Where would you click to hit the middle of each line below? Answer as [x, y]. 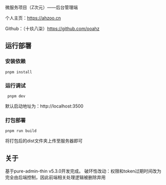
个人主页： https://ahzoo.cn [33, 18]
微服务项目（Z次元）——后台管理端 [42, 7]
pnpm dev [16, 96]
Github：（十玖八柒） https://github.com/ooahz [52, 28]
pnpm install [19, 72]
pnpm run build [21, 131]
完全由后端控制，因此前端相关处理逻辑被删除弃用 [55, 177]
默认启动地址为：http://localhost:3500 [44, 106]
